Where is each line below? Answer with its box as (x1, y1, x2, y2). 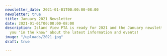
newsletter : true (5, 12, 41, 17)
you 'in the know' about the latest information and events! (9, 30, 139, 35)
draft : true (5, 39, 30, 44)
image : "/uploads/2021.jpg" (5, 35, 64, 40)
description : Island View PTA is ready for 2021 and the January (5, 26, 143, 30)
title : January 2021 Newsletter (5, 16, 72, 21)
